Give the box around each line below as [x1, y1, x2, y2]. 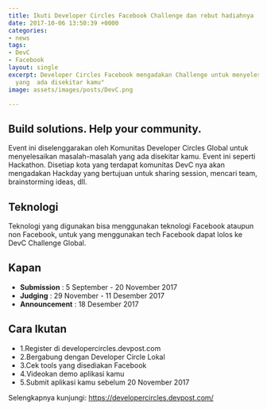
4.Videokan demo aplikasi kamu [19, 369, 125, 378]
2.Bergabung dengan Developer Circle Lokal [19, 352, 165, 361]
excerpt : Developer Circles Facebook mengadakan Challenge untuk [8, 71, 229, 79]
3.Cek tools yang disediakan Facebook [19, 360, 147, 370]
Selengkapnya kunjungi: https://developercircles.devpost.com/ [8, 392, 215, 402]
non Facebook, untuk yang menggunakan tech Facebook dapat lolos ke [8, 230, 243, 239]
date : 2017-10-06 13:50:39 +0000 [8, 19, 119, 27]
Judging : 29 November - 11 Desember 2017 [19, 291, 165, 300]
